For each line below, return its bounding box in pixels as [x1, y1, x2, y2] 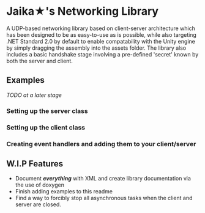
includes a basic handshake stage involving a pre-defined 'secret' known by [6, 50, 199, 58]
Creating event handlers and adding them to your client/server [6, 139, 196, 148]
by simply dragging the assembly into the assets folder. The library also [6, 44, 187, 52]
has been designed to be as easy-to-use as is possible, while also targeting [6, 31, 197, 38]
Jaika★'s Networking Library [6, 4, 159, 18]
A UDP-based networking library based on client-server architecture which [6, 25, 196, 32]
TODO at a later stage [6, 91, 62, 99]
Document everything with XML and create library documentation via [15, 175, 191, 182]
